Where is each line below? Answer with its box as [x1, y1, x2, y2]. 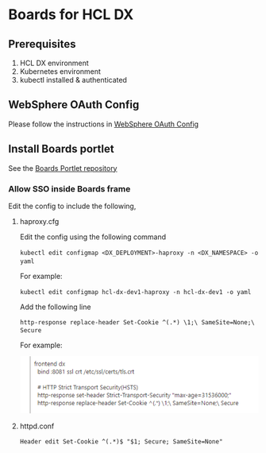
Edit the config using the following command [19, 232, 167, 242]
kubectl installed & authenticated [19, 75, 127, 84]
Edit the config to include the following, [8, 201, 137, 211]
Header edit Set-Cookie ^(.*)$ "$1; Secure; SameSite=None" [19, 438, 223, 446]
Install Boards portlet [8, 142, 114, 156]
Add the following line [19, 302, 91, 312]
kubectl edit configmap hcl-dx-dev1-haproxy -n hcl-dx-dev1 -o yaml [19, 288, 252, 296]
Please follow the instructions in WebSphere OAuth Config [8, 119, 199, 129]
